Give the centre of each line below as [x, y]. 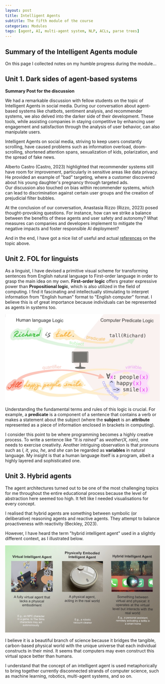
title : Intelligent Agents [33, 16]
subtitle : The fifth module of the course [49, 21]
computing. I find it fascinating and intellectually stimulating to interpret [77, 292]
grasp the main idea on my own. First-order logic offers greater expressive [81, 281]
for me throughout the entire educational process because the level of [76, 493]
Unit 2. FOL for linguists [42, 259]
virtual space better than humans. [39, 656]
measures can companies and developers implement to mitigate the [74, 223]
